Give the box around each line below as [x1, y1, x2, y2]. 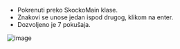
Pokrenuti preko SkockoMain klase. [17, 6, 118, 14]
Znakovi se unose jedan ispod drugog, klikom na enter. [17, 13, 174, 21]
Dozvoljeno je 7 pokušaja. [17, 21, 91, 28]
